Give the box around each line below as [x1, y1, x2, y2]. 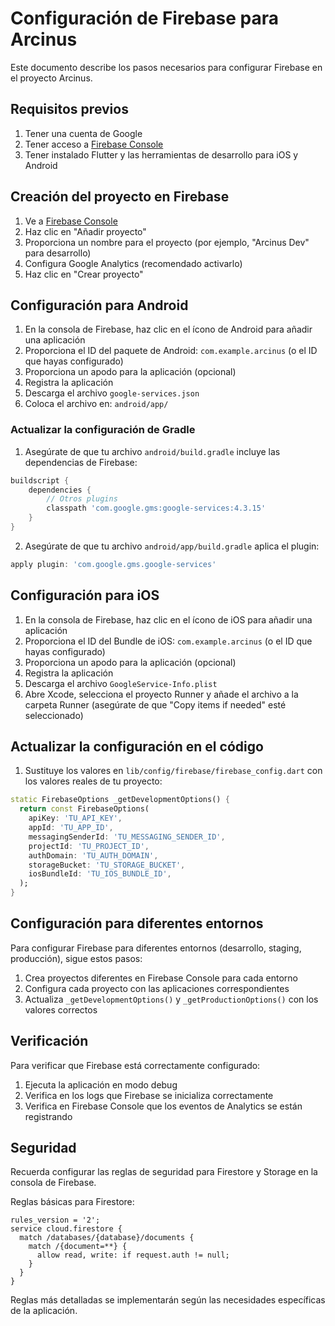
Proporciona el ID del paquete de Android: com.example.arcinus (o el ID [24, 345, 318, 357]
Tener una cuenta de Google [24, 127, 143, 139]
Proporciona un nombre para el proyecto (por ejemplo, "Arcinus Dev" [24, 236, 310, 248]
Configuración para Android [10, 297, 189, 314]
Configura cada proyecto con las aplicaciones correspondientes [24, 982, 290, 994]
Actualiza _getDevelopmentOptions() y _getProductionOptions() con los [24, 993, 319, 1005]
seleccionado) [24, 709, 84, 721]
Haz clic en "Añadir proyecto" [24, 225, 147, 237]
